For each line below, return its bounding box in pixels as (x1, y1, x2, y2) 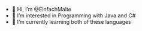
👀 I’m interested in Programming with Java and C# (11, 12, 136, 19)
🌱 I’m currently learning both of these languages (11, 18, 131, 25)
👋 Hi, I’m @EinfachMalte (11, 6, 72, 13)
